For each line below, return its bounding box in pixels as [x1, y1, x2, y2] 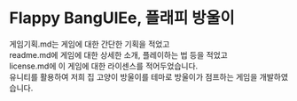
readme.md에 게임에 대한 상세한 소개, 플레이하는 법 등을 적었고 [9, 49, 228, 60]
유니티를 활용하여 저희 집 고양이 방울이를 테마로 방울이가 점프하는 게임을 [9, 71, 258, 82]
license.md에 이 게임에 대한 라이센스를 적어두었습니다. [9, 61, 199, 71]
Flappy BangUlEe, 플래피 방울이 [9, 8, 235, 28]
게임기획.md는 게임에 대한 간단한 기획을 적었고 [9, 39, 170, 49]
